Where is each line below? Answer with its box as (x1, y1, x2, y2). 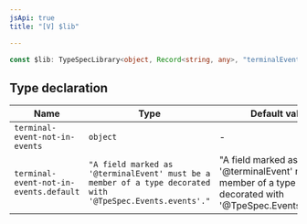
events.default (14, 187, 80, 197)
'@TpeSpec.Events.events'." (88, 196, 211, 207)
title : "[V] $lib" (9, 22, 79, 31)
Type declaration (9, 80, 108, 96)
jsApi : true (9, 13, 55, 23)
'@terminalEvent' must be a (88, 168, 211, 179)
